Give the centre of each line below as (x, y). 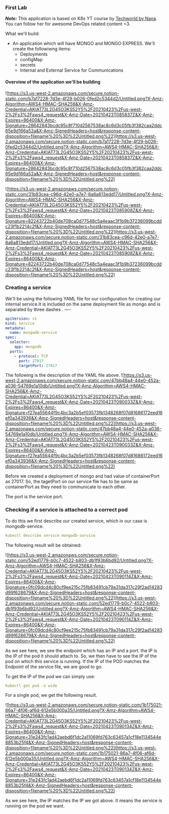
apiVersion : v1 (21, 319)
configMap (31, 60)
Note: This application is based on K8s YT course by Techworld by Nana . (81, 19)
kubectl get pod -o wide (31, 686)
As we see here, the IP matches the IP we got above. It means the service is (84, 801)
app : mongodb (28, 347)
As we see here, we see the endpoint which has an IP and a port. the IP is (81, 650)
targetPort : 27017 (38, 366)
